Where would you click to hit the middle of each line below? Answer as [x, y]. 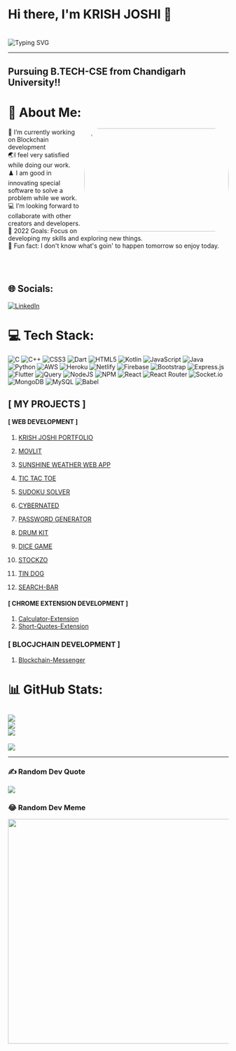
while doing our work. [39, 165]
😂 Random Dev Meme [47, 807]
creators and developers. [44, 223]
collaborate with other [40, 216]
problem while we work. [43, 198]
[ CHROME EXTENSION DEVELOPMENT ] [68, 603]
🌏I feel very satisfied [39, 154]
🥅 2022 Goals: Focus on [43, 230]
